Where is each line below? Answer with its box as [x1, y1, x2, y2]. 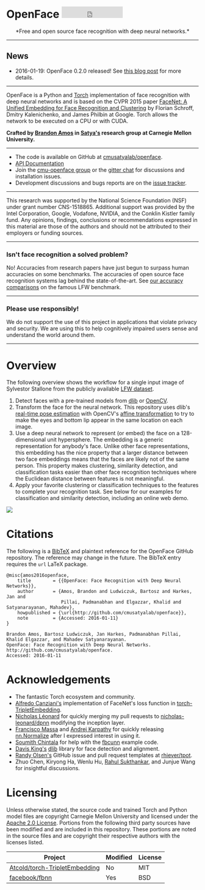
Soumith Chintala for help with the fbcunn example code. [15, 738, 159, 746]
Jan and [6, 594, 26, 600]
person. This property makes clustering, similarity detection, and [15, 462, 178, 469]
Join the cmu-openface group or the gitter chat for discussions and [15, 166, 185, 174]
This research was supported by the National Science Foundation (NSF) [6, 196, 187, 204]
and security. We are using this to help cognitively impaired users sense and [6, 325, 198, 333]
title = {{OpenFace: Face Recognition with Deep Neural [17, 578, 182, 584]
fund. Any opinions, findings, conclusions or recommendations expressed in [6, 216, 198, 223]
